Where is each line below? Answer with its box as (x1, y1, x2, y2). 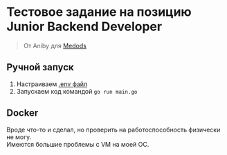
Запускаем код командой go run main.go (16, 87, 138, 95)
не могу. (6, 132, 32, 141)
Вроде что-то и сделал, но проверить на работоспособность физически (6, 125, 221, 134)
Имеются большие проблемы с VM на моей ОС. (6, 140, 149, 148)
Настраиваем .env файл (16, 80, 88, 88)
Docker (6, 107, 39, 119)
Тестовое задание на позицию (6, 4, 192, 20)
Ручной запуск (6, 61, 74, 73)
